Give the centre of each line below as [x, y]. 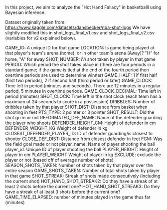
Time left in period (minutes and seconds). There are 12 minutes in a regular [83, 86]
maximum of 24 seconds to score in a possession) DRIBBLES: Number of [80, 101]
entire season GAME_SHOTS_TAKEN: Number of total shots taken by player [83, 170]
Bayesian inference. [25, 12]
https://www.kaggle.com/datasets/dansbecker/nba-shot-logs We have [78, 27]
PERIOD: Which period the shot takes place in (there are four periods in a [80, 64]
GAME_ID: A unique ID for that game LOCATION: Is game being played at [80, 48]
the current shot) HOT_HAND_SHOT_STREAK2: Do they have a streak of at [82, 181]
